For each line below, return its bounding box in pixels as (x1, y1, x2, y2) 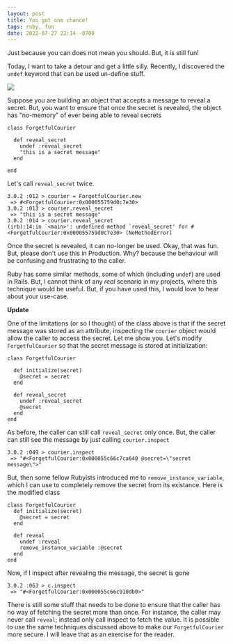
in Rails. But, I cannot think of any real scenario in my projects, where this (7, 277, 218, 286)
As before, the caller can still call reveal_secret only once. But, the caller (7, 428, 216, 436)
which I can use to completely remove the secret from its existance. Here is (7, 481, 223, 489)
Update (7, 306, 29, 314)
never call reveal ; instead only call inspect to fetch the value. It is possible (7, 615, 220, 624)
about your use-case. (7, 292, 69, 300)
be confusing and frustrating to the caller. (7, 256, 127, 265)
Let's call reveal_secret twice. (7, 179, 95, 188)
